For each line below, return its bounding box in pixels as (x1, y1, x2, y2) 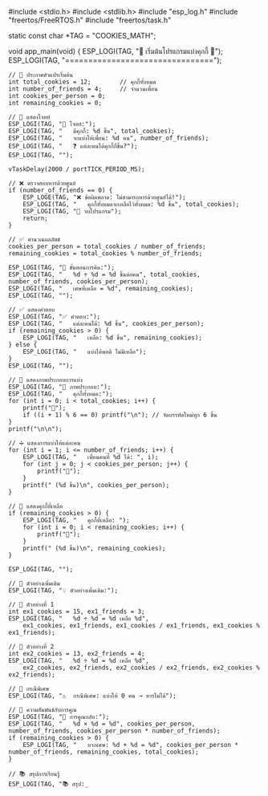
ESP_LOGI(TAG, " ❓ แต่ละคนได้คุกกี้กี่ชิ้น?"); (8, 142, 138, 150)
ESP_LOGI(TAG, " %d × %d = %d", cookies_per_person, (8, 720, 196, 728)
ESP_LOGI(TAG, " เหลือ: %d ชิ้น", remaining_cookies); (22, 334, 203, 342)
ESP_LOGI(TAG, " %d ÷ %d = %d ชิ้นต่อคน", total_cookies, (8, 270, 201, 278)
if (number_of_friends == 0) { (8, 186, 113, 194)
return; (22, 214, 48, 222)
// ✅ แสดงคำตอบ (8, 306, 55, 314)
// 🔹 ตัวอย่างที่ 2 (8, 643, 55, 651)
